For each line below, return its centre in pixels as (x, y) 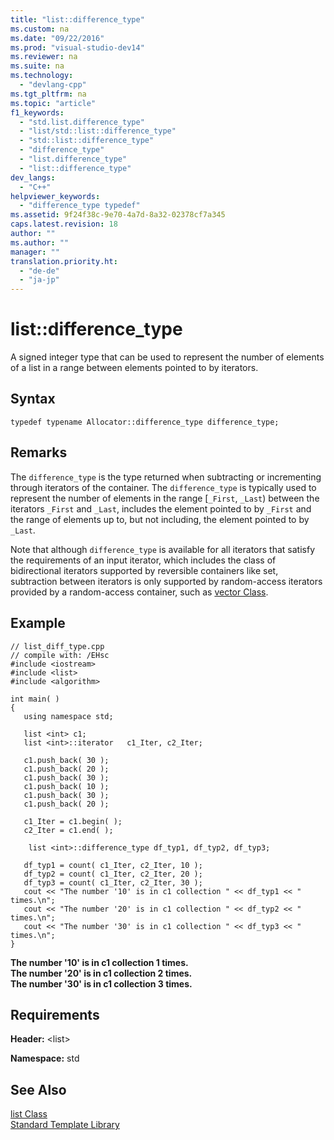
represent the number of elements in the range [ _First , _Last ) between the (165, 498)
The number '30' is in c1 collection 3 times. (101, 983)
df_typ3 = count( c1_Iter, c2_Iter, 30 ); (113, 882)
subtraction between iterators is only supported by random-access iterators (166, 581)
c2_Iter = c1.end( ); (68, 830)
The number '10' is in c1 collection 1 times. (99, 962)
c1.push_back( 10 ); (66, 786)
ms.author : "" (40, 242)
